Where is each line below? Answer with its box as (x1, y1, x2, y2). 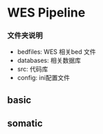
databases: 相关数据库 (17, 57, 82, 65)
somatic (7, 117, 43, 129)
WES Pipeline (7, 5, 86, 21)
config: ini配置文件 (17, 74, 71, 82)
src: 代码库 (17, 65, 48, 73)
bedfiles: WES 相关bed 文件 (17, 48, 96, 56)
